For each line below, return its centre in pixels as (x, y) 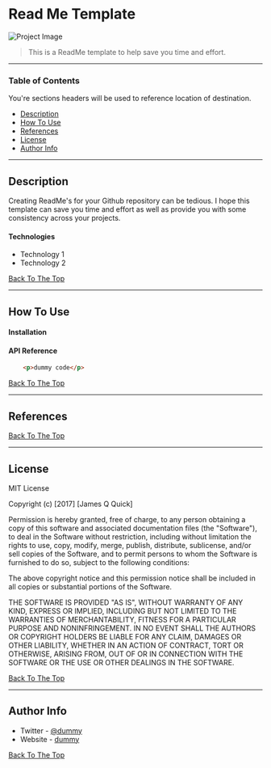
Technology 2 (43, 263)
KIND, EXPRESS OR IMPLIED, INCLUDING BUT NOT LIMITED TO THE (123, 610)
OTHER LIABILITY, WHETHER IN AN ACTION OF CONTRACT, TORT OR (126, 645)
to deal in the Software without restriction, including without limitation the (130, 536)
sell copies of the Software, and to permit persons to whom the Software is (133, 554)
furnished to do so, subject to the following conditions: (99, 562)
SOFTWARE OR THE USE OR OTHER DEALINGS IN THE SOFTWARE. (121, 662)
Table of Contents (44, 80)
